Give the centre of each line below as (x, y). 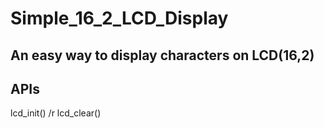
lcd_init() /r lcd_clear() (56, 113)
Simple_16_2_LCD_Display (119, 18)
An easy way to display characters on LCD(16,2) (162, 55)
